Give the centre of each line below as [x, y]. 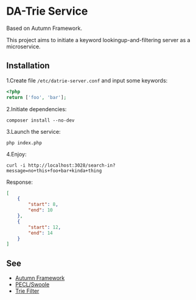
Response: [20, 182]
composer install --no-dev [40, 120]
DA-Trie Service [47, 11]
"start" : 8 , [44, 205]
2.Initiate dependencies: [37, 109]
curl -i [16, 165]
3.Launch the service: [33, 131]
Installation [28, 66]
